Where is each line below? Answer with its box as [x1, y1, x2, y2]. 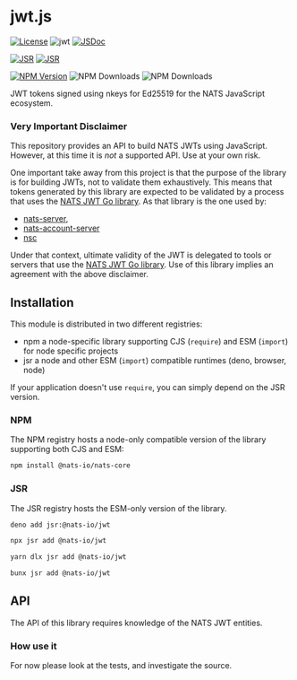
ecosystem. [10, 97, 54, 109]
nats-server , [22, 214, 69, 224]
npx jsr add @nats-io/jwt [10, 536, 106, 545]
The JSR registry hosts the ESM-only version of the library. [10, 502, 227, 513]
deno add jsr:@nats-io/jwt [10, 520, 111, 529]
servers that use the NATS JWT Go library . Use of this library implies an [10, 259, 274, 270]
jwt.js [10, 6, 53, 27]
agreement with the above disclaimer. [10, 269, 148, 280]
